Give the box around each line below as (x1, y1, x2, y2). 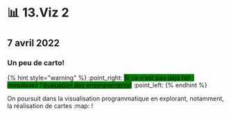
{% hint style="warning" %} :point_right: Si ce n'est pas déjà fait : (7, 73, 194, 82)
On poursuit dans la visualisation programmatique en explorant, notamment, (7, 94, 224, 102)
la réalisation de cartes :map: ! (7, 101, 94, 110)
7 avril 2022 (7, 37, 60, 48)
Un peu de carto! (7, 57, 65, 67)
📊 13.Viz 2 (7, 5, 69, 21)
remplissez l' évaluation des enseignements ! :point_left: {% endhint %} (7, 80, 207, 89)
